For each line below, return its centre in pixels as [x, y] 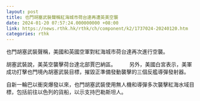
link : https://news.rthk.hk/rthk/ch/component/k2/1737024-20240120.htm [97, 28]
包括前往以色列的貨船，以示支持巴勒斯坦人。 [71, 92]
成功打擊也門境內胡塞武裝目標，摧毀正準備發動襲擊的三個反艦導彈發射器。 [98, 72]
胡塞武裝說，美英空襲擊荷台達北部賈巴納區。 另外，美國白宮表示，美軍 [99, 65]
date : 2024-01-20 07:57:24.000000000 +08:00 [62, 23]
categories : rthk [28, 34]
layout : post [22, 12]
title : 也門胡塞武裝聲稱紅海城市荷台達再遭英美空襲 [62, 17]
